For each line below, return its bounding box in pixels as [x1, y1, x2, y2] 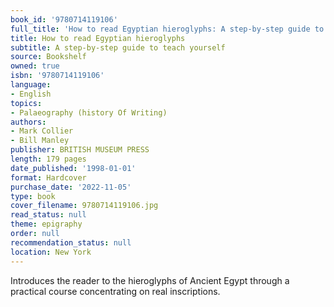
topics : [10, 98, 43, 108]
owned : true [10, 61, 60, 71]
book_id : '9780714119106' [10, 14, 118, 25]
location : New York [10, 247, 92, 257]
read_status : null [10, 210, 87, 220]
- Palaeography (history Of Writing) [10, 107, 168, 118]
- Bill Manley [10, 136, 70, 146]
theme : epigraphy [10, 219, 83, 230]
